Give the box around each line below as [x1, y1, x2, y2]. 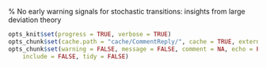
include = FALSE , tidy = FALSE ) [22, 52, 129, 60]
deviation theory [8, 15, 62, 25]
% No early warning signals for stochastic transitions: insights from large [8, 7, 245, 16]
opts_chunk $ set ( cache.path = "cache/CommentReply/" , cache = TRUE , [8, 37, 236, 46]
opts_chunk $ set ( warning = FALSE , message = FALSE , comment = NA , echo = [8, 45, 253, 53]
